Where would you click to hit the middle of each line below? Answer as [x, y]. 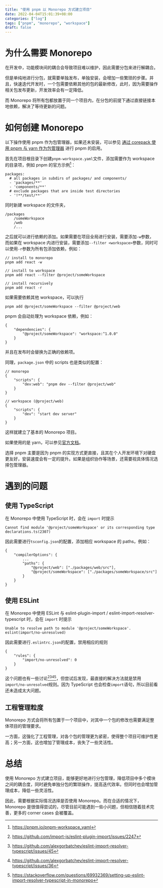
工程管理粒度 [24, 707]
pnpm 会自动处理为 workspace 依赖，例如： [49, 316]
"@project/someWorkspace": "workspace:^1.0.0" [70, 334]
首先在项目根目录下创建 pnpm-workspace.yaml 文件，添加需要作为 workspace [80, 159]
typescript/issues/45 [33, 851]
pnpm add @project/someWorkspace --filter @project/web [63, 307]
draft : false [18, 28]
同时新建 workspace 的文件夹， [36, 205]
